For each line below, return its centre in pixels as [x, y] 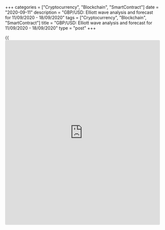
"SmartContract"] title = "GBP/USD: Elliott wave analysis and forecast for [79, 23]
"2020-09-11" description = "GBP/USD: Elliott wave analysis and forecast [79, 12]
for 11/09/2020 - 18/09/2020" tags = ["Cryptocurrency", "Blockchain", [76, 17]
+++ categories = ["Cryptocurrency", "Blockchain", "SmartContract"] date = [82, 7]
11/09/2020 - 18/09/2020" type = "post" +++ [51, 28]
